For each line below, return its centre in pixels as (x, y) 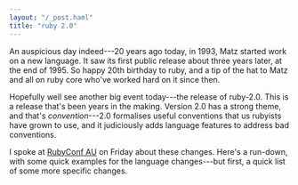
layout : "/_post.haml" (51, 17)
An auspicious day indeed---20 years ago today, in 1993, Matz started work (148, 51)
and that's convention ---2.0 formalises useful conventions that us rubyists (145, 116)
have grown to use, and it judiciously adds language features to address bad (149, 125)
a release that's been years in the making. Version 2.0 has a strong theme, (145, 106)
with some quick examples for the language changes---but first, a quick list (148, 161)
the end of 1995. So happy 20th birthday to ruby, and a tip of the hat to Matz (149, 70)
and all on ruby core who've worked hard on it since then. (115, 79)
